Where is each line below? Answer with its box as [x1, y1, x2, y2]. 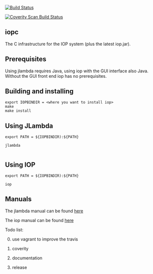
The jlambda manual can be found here [5, 208, 83, 214]
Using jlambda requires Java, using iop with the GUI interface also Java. [5, 68, 149, 74]
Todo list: [5, 226, 24, 233]
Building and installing [5, 87, 74, 96]
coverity [12, 245, 29, 251]
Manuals [5, 195, 32, 204]
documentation [12, 255, 43, 261]
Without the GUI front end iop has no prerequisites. [5, 73, 107, 79]
